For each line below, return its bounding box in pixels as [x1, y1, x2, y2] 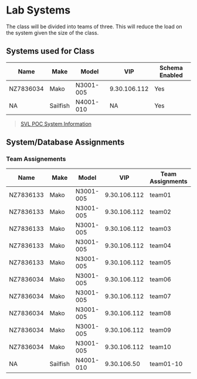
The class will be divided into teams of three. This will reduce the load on [6, 23, 183, 30]
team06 [149, 276, 171, 284]
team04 [149, 242, 171, 250]
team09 [149, 326, 171, 334]
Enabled [159, 71, 183, 79]
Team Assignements [6, 155, 66, 163]
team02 [149, 208, 171, 216]
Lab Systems [6, 4, 71, 17]
